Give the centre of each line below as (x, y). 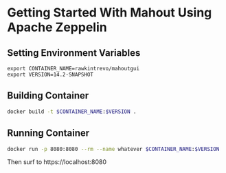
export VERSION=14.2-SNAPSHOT (50, 74)
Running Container (48, 133)
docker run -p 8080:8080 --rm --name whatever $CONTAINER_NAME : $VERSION (113, 149)
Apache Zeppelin (57, 27)
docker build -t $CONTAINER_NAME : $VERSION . (72, 112)
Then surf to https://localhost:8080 (57, 162)
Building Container (48, 95)
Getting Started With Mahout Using (110, 13)
